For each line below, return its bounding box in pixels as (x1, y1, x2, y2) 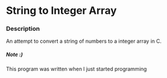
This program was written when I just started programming (6, 65, 147, 73)
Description (6, 25, 40, 33)
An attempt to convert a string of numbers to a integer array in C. (6, 38, 162, 44)
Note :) (6, 51, 23, 58)
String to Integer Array (6, 4, 117, 17)
